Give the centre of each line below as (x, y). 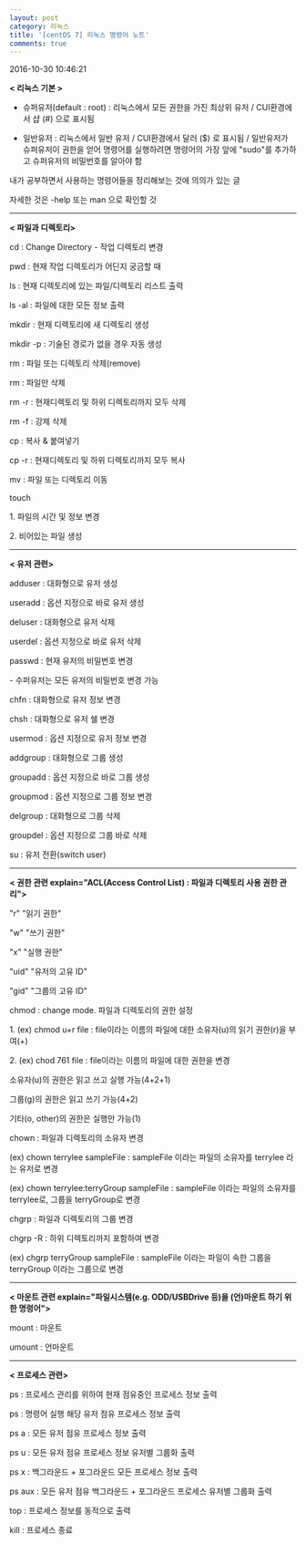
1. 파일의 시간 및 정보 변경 (55, 517)
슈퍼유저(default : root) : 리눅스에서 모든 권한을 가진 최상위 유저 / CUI (146, 108)
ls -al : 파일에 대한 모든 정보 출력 (67, 306)
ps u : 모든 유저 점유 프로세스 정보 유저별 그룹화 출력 (102, 1453)
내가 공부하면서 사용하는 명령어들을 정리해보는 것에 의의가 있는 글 (125, 181)
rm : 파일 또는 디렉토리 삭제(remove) (75, 363)
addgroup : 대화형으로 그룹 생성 (66, 758)
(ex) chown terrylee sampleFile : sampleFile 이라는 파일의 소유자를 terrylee (147, 1157)
